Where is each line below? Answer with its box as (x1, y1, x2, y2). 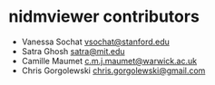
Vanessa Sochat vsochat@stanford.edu (21, 36, 170, 47)
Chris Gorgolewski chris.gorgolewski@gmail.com (21, 65, 206, 76)
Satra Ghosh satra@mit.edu (21, 45, 125, 56)
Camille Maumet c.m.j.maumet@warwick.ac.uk (21, 55, 197, 66)
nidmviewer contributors (8, 6, 200, 27)
